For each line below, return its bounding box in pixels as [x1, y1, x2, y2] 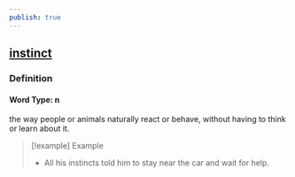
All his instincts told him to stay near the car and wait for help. [43, 158, 270, 168]
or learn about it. [9, 123, 70, 134]
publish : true [9, 12, 62, 22]
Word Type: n [9, 94, 60, 104]
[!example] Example [30, 141, 104, 151]
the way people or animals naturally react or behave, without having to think [9, 114, 286, 125]
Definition [9, 72, 53, 84]
